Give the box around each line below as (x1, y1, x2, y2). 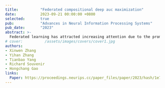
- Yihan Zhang (5, 52, 34, 58)
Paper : (9, 75, 23, 80)
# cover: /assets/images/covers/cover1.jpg (5, 39, 115, 44)
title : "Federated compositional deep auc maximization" (5, 7, 144, 12)
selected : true (5, 16, 50, 21)
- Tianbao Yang (5, 57, 36, 62)
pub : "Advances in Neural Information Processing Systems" (5, 21, 153, 26)
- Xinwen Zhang (5, 48, 36, 53)
